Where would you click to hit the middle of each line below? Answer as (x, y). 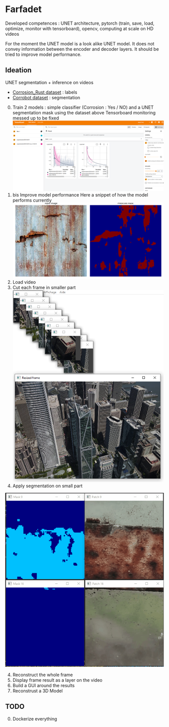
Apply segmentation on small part (48, 486)
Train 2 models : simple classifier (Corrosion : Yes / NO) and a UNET (83, 107)
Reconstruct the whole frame (43, 675)
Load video (24, 282)
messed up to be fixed (36, 118)
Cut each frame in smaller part (44, 287)
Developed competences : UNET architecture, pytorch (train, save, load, (80, 23)
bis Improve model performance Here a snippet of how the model (80, 194)
